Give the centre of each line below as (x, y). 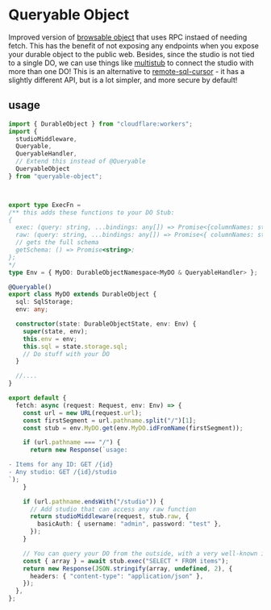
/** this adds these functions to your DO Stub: (92, 212)
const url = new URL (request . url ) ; (83, 413)
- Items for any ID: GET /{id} (61, 465)
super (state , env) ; (56, 331)
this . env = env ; (50, 339)
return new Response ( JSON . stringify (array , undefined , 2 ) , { (128, 569)
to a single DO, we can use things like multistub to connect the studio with (131, 63)
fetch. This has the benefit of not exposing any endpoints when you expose (134, 45)
